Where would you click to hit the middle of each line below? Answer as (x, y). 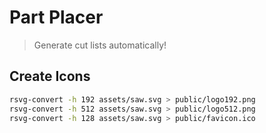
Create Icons (50, 76)
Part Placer (56, 17)
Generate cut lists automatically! (100, 45)
